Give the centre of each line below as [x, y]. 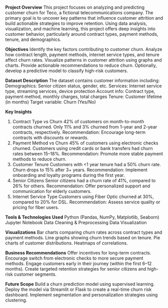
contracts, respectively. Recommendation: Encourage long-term [79, 132]
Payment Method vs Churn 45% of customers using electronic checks [85, 143]
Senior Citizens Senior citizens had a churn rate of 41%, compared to [84, 181]
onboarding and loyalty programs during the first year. [68, 175]
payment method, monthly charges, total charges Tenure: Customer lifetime [84, 96]
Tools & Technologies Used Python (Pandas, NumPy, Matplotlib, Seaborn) [82, 217]
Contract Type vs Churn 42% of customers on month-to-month [78, 121]
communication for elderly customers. [52, 191]
